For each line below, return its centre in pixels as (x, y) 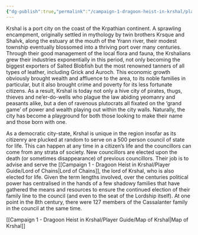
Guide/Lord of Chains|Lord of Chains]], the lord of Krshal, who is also (90, 170)
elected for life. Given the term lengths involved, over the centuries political (97, 177)
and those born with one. (37, 122)
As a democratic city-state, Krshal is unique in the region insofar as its (91, 133)
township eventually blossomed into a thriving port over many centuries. (94, 47)
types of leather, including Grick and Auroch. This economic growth (88, 72)
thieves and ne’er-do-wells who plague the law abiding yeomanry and (91, 97)
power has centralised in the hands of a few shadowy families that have (93, 183)
